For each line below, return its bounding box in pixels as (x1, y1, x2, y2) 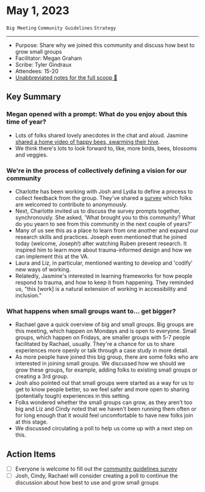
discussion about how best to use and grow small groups (15, 479, 159, 486)
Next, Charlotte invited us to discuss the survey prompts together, (15, 207, 181, 215)
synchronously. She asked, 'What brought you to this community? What (15, 213, 195, 221)
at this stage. (15, 418, 48, 425)
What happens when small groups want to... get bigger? (6, 307, 176, 315)
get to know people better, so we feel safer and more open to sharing (15, 386, 190, 393)
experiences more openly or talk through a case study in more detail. (15, 347, 189, 354)
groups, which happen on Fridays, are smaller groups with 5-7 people (15, 334, 190, 341)
